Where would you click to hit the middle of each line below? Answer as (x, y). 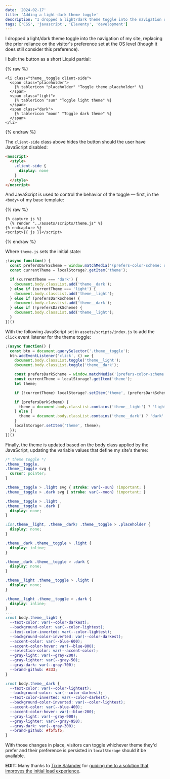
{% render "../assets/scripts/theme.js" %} (56, 224)
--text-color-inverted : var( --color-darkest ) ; (60, 698)
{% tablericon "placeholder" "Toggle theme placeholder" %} (79, 87)
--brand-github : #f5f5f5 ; (37, 731)
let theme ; (26, 383)
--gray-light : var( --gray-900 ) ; (44, 716)
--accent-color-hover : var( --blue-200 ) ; (53, 712)
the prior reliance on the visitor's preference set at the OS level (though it (81, 44)
